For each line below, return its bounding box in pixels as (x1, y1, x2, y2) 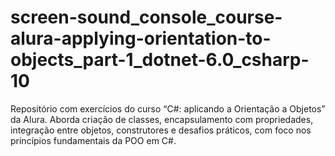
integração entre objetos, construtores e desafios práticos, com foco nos (10, 124, 312, 136)
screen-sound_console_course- (10, 6, 283, 29)
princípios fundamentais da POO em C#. (10, 134, 177, 146)
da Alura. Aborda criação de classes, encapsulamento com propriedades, (10, 113, 314, 125)
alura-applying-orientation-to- (10, 27, 272, 50)
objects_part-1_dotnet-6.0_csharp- (10, 49, 310, 71)
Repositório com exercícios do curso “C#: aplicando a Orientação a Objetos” (10, 102, 326, 115)
